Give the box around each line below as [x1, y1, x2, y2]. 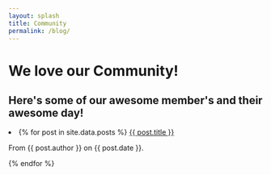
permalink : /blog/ [8, 27, 70, 35]
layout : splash [8, 11, 60, 20]
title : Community [8, 19, 67, 27]
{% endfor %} [8, 159, 55, 169]
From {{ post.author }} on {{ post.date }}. [8, 143, 144, 153]
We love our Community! [8, 61, 180, 80]
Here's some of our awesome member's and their [8, 94, 263, 107]
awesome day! [8, 106, 84, 119]
